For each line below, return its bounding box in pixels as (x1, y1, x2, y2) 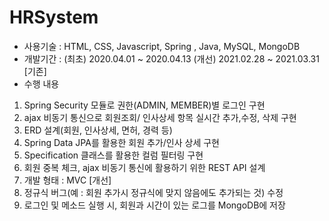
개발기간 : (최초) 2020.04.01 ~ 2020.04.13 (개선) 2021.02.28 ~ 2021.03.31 (23, 52, 320, 65)
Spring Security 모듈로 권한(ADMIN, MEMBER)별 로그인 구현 (23, 99, 266, 111)
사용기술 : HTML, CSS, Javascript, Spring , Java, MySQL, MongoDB (23, 40, 301, 52)
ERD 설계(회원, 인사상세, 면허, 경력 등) (23, 124, 173, 136)
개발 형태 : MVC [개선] (23, 174, 112, 186)
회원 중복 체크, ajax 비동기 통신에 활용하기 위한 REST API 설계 (23, 161, 266, 173)
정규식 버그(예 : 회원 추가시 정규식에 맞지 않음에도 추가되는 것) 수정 (23, 186, 284, 198)
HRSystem (9, 6, 99, 29)
